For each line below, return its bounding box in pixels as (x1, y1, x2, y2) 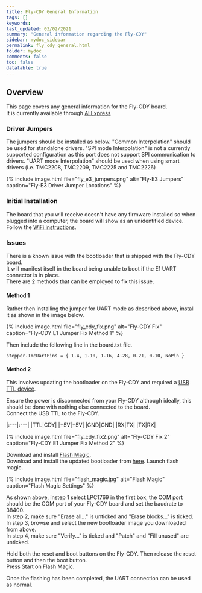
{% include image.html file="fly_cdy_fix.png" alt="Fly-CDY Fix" (6, 323, 162, 330)
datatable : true (6, 64, 47, 71)
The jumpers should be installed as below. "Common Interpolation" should (6, 138, 191, 145)
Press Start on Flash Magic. (6, 563, 75, 570)
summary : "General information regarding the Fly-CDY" (6, 31, 147, 37)
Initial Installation (6, 197, 58, 206)
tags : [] (6, 14, 28, 20)
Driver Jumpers (6, 125, 53, 133)
